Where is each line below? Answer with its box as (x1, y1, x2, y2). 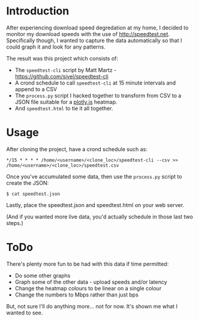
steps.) (6, 219, 24, 226)
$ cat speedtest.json (6, 191, 61, 197)
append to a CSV (14, 85, 58, 92)
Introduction (6, 4, 70, 18)
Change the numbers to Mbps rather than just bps (14, 291, 139, 298)
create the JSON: (6, 179, 49, 187)
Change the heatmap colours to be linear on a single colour (14, 284, 162, 292)
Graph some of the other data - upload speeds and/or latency (14, 278, 168, 286)
